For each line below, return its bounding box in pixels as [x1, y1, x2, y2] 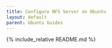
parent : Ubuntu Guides [6, 20, 63, 25]
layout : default [6, 14, 47, 20]
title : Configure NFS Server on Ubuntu [6, 8, 107, 15]
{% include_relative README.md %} [6, 36, 96, 43]
